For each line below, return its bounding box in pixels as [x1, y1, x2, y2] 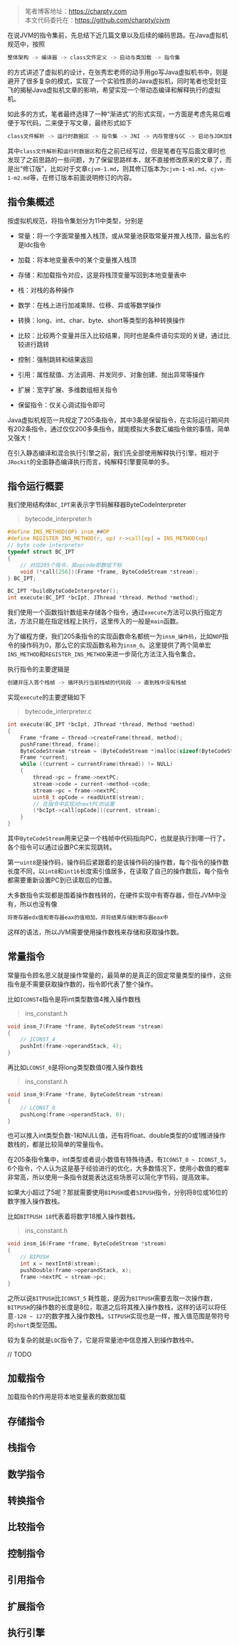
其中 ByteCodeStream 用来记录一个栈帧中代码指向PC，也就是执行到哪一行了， [7, 834, 229, 842]
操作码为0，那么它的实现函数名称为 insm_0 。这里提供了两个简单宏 [19, 641, 211, 650]
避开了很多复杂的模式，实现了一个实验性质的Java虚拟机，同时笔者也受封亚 [7, 76, 228, 85]
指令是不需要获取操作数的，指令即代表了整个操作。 [7, 979, 157, 988]
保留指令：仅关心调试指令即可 [17, 400, 105, 409]
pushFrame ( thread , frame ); [20, 740, 100, 748]
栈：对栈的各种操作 [17, 285, 75, 294]
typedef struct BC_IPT [7, 548, 75, 555]
